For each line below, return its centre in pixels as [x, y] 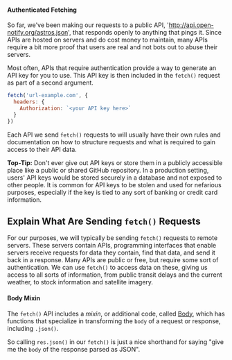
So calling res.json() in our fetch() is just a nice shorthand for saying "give [115, 342]
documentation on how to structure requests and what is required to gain [111, 142]
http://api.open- [191, 25]
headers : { [29, 102]
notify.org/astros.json [38, 33]
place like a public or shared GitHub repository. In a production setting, [108, 170]
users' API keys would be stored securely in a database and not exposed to [115, 178]
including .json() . [33, 328]
